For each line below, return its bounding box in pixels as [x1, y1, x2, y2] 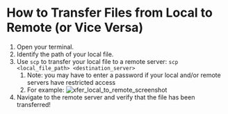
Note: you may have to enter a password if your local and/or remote [26, 71, 221, 79]
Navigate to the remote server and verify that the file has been [16, 92, 195, 101]
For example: [26, 85, 65, 94]
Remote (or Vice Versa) [6, 19, 144, 35]
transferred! [16, 100, 51, 108]
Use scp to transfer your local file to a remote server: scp [16, 57, 179, 65]
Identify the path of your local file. [16, 50, 114, 58]
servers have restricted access [26, 78, 116, 86]
